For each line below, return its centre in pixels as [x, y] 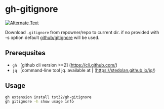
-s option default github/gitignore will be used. [52, 37]
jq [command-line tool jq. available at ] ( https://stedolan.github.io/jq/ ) [84, 70]
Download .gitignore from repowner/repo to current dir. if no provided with [82, 32]
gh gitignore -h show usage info [40, 102]
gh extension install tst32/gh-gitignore [48, 97]
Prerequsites [25, 53]
